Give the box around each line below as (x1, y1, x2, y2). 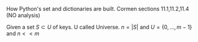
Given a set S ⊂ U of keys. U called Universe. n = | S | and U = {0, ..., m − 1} (6, 24, 193, 30)
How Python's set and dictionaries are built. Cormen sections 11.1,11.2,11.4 (6, 5, 189, 12)
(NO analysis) (6, 12, 41, 19)
